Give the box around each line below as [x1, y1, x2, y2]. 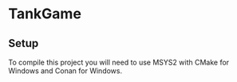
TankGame [8, 5, 82, 23]
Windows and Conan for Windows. [8, 66, 122, 76]
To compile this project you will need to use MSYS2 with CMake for [8, 57, 230, 67]
